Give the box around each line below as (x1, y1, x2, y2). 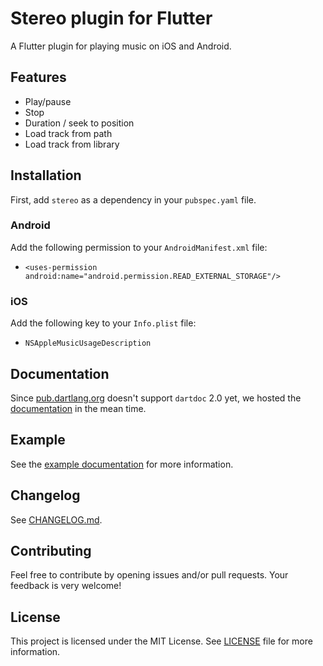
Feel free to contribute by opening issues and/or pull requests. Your (10, 569, 289, 581)
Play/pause (24, 95, 72, 107)
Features (10, 69, 67, 86)
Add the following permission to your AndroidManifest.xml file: (10, 241, 268, 253)
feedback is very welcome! (10, 580, 122, 592)
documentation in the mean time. (10, 402, 147, 414)
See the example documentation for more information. (10, 458, 234, 470)
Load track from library (24, 138, 120, 150)
